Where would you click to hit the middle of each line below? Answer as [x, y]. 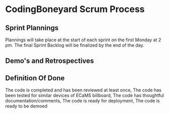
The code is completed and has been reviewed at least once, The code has [83, 90]
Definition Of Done [35, 78]
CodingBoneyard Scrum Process [75, 9]
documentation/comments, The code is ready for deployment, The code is [82, 101]
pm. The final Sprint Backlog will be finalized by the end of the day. [75, 45]
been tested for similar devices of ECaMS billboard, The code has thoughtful [84, 95]
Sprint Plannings [32, 28]
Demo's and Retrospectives [50, 61]
